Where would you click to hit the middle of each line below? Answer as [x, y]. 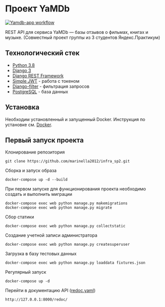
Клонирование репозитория [35, 152]
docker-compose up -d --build [37, 180]
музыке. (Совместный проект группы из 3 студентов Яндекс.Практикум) [83, 37]
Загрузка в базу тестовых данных [41, 254]
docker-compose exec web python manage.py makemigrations [66, 203]
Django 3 [22, 70]
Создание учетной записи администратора [51, 235]
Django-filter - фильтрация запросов [51, 86]
